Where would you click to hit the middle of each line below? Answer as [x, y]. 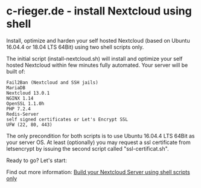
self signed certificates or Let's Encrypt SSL [67, 119]
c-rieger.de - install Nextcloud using [99, 11]
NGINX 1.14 [20, 98]
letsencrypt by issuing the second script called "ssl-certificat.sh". [88, 148]
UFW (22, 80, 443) [29, 125]
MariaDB [16, 88]
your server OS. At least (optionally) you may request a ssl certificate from [99, 142]
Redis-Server [23, 114]
